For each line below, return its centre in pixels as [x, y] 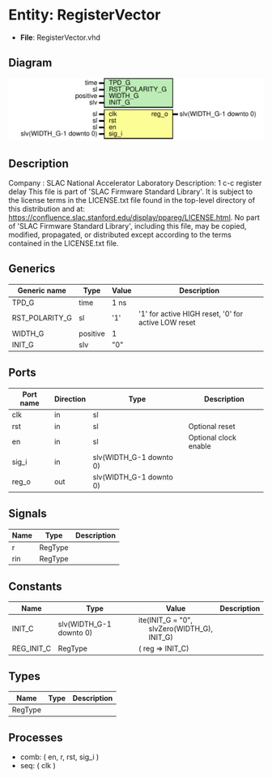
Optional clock [212, 437]
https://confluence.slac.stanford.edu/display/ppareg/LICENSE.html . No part [134, 217]
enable [200, 446]
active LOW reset [167, 322]
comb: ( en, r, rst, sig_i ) [59, 757]
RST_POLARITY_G [42, 318]
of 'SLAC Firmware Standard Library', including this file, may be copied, [127, 226]
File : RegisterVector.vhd [60, 37]
